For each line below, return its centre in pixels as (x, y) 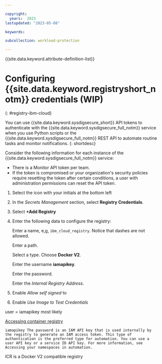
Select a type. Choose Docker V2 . (47, 255)
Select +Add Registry (34, 212)
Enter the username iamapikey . (44, 265)
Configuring (30, 79)
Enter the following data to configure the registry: (61, 221)
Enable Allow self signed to (39, 293)
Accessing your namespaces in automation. (49, 348)
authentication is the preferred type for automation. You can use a (77, 339)
